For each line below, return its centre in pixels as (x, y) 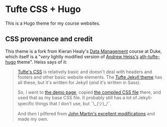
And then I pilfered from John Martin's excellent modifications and (86, 113)
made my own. (33, 119)
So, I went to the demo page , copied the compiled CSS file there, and (89, 92)
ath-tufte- (150, 56)
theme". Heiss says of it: (42, 62)
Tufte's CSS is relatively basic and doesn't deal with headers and (85, 72)
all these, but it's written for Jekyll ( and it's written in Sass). (79, 82)
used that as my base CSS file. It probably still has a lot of (77, 97)
